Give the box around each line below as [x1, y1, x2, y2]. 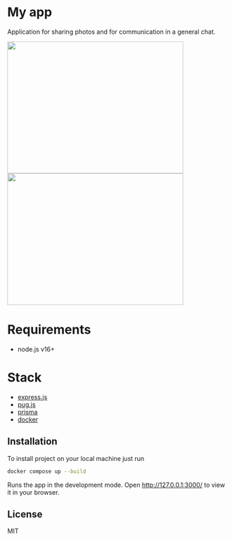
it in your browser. [7, 488, 60, 496]
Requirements [7, 322, 91, 338]
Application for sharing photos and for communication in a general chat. [7, 27, 216, 36]
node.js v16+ [17, 345, 55, 353]
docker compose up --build [7, 468, 86, 475]
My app [7, 4, 53, 20]
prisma [17, 408, 38, 416]
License [7, 508, 43, 520]
